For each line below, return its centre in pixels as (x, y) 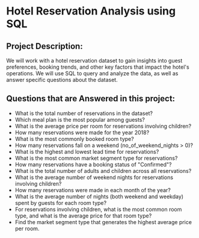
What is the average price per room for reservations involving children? (103, 126)
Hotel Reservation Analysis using (91, 11)
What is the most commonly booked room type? (74, 139)
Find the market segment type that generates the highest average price (103, 222)
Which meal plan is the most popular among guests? (80, 119)
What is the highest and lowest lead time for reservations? (87, 151)
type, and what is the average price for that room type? (83, 216)
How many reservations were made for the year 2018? (82, 132)
